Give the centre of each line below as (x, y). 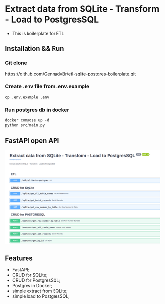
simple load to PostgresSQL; (41, 296)
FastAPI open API (32, 140)
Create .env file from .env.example (47, 86)
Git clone (16, 63)
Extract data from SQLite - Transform (82, 9)
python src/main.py (25, 125)
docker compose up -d (27, 120)
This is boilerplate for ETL (38, 33)
